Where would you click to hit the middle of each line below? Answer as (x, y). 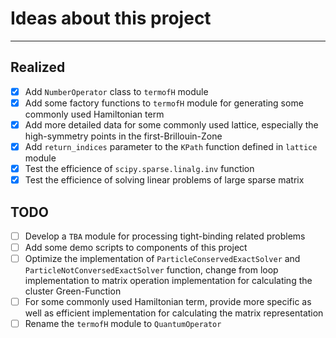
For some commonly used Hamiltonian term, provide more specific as (168, 302)
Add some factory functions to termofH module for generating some (164, 103)
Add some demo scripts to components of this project (136, 247)
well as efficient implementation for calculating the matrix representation (174, 313)
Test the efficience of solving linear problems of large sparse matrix (164, 180)
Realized (38, 67)
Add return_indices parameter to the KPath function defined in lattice (171, 146)
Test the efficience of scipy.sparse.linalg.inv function (139, 168)
